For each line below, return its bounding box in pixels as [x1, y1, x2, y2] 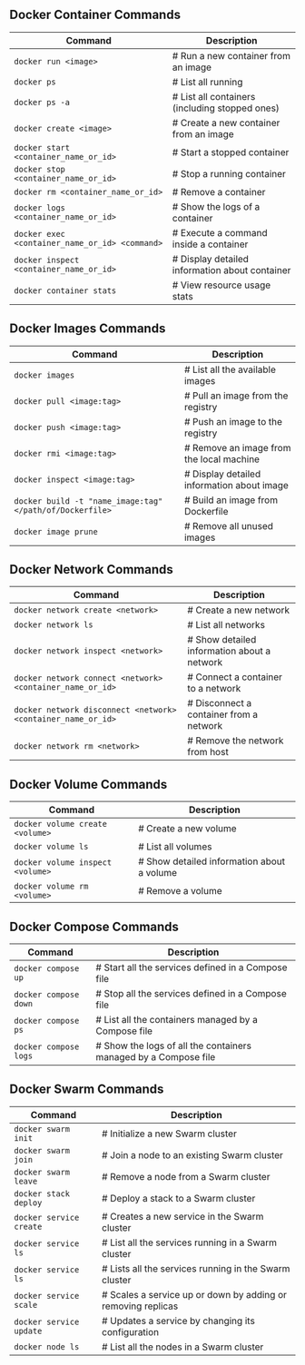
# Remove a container [172, 185, 266, 198]
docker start [14, 142, 71, 152]
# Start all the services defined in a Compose [95, 961, 288, 974]
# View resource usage [172, 279, 271, 291]
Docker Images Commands [9, 321, 166, 337]
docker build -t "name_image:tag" [14, 496, 163, 506]
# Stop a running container [172, 167, 286, 180]
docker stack [14, 1188, 71, 1199]
